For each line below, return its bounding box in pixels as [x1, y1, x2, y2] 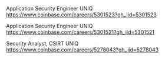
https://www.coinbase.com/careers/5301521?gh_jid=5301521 [6, 29, 155, 36]
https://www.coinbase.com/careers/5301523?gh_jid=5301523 [6, 11, 157, 18]
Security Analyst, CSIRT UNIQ [6, 40, 79, 47]
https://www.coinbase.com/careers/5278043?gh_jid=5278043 [6, 46, 159, 53]
